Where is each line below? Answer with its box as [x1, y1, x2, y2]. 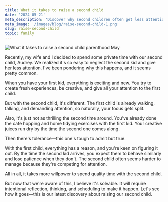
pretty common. [5, 70, 38, 76]
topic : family [5, 31, 35, 36]
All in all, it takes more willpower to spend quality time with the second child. [5, 171, 162, 177]
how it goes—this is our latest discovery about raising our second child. [5, 191, 152, 197]
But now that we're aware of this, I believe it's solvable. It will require [5, 181, 146, 186]
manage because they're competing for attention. [5, 161, 107, 167]
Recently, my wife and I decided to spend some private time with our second [5, 54, 163, 60]
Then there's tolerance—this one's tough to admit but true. [5, 136, 126, 141]
